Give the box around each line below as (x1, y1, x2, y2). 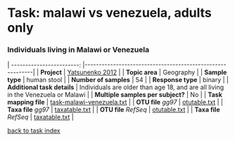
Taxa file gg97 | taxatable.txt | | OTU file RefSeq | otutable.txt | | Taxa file (7, 105, 220, 114)
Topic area (125, 68, 158, 76)
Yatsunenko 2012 (67, 68, 118, 76)
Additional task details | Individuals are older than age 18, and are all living (7, 83, 224, 92)
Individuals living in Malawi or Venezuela (7, 45, 150, 55)
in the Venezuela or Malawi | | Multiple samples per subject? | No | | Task (7, 90, 223, 99)
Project (40, 68, 62, 76)
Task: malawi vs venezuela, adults (7, 5, 212, 21)
